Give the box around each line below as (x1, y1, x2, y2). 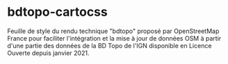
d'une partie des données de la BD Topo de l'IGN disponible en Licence (7, 41, 212, 50)
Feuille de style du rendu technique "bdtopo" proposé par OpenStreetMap (7, 27, 220, 35)
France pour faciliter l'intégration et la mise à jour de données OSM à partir (7, 34, 222, 42)
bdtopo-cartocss (7, 4, 108, 20)
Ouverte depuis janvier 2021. (7, 49, 90, 57)
